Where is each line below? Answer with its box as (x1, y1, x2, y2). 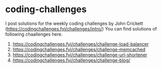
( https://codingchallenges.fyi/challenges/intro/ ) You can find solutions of (5, 25, 157, 31)
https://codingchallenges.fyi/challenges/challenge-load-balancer (12, 41, 149, 47)
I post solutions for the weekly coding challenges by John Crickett (5, 20, 143, 26)
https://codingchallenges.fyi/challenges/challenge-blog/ (12, 57, 131, 63)
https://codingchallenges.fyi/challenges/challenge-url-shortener (12, 52, 148, 58)
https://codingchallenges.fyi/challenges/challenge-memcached (12, 46, 146, 52)
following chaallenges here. (5, 31, 63, 37)
